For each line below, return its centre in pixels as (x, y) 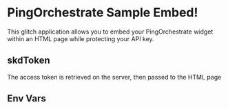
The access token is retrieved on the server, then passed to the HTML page (114, 77)
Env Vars (27, 98)
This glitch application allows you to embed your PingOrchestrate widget (110, 32)
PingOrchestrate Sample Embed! (103, 13)
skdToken (29, 61)
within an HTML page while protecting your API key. (81, 38)
